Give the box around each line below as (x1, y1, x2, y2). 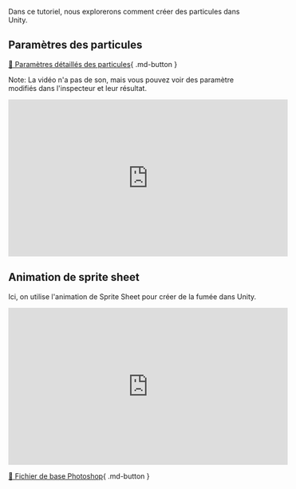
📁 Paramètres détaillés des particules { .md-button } (8, 59, 178, 69)
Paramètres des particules (8, 38, 143, 52)
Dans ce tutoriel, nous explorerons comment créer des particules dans (8, 7, 240, 16)
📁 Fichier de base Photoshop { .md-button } (8, 471, 150, 481)
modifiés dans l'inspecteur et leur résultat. (8, 83, 148, 93)
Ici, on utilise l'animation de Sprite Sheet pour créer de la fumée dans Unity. (8, 291, 257, 302)
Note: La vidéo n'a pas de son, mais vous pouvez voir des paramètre (8, 75, 234, 85)
